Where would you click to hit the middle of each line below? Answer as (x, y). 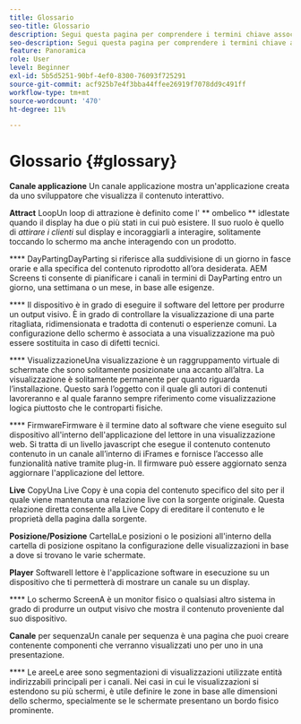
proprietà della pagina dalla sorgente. (78, 519)
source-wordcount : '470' (56, 101)
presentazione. (37, 655)
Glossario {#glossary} (93, 161)
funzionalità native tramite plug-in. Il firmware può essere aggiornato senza (148, 463)
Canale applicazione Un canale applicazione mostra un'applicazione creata (149, 186)
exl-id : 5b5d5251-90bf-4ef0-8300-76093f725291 (98, 76)
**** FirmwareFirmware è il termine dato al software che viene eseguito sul (148, 426)
